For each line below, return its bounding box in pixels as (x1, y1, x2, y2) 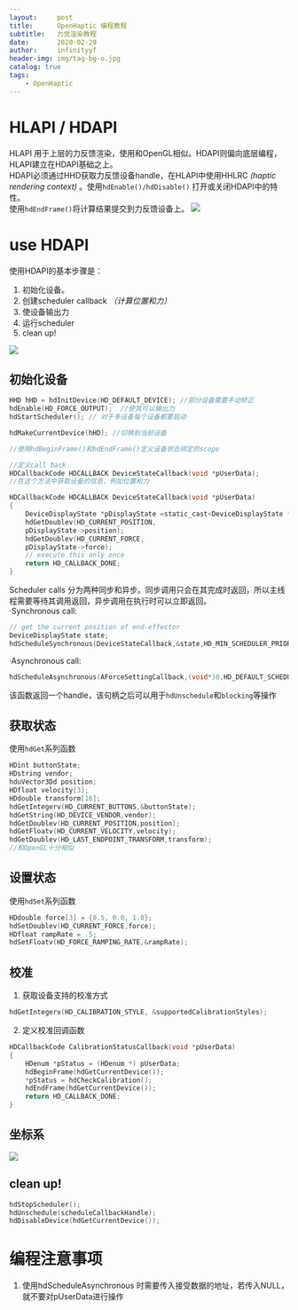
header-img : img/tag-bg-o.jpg (9, 54, 122, 63)
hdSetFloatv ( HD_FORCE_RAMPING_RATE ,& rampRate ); (9, 938, 189, 947)
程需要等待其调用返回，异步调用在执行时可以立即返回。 (9, 596, 211, 606)
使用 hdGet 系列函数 (9, 743, 76, 754)
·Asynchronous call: (9, 655, 82, 666)
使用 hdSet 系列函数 (9, 896, 76, 906)
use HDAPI (9, 234, 90, 255)
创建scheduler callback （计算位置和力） (21, 295, 172, 306)
